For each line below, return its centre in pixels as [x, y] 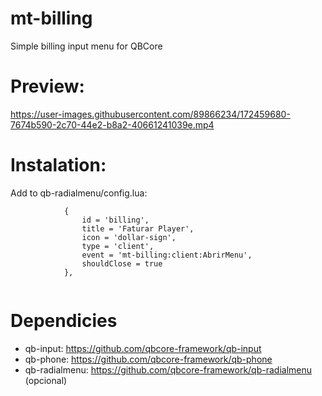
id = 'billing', [115, 220]
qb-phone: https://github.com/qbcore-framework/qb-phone [148, 359]
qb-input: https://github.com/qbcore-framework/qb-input [143, 348]
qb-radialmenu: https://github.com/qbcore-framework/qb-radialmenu [168, 369]
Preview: [47, 86]
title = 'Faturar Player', [138, 228]
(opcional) [46, 380]
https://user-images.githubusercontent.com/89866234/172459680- [150, 114]
